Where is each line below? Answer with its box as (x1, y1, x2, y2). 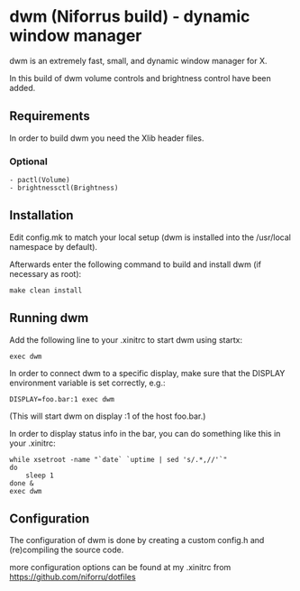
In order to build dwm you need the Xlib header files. (9, 133, 205, 143)
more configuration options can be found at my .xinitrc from (9, 562, 232, 573)
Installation (9, 208, 74, 223)
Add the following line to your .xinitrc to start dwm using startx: (9, 334, 243, 345)
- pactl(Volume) (9, 176, 70, 185)
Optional (9, 155, 48, 168)
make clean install (9, 286, 83, 295)
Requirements (9, 108, 90, 124)
